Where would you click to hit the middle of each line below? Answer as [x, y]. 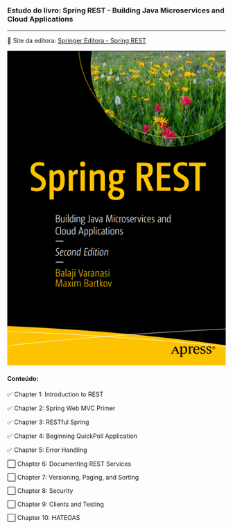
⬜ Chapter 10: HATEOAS [44, 517]
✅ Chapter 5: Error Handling [48, 450]
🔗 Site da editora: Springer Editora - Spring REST [77, 41]
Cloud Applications [40, 19]
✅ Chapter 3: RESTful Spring [48, 422]
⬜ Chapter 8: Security [40, 490]
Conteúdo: [23, 379]
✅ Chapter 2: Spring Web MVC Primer [61, 408]
